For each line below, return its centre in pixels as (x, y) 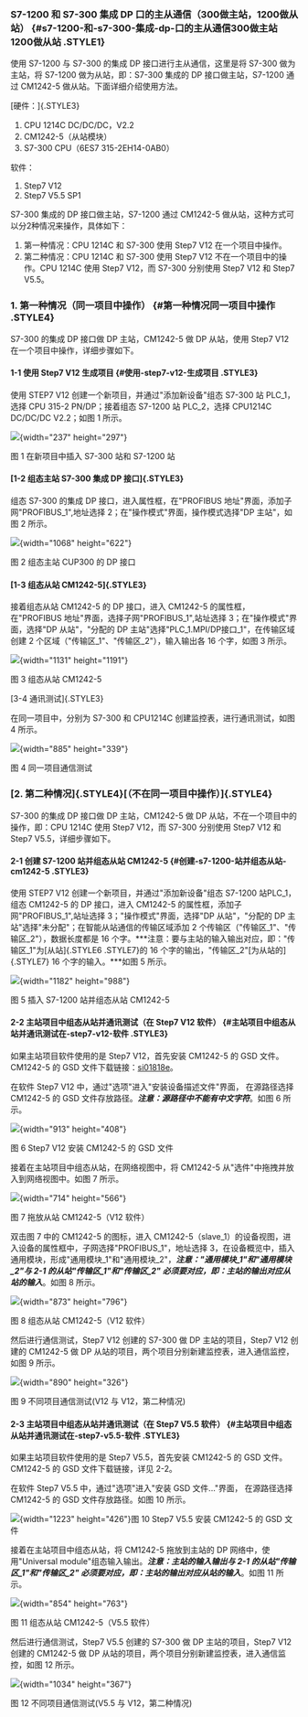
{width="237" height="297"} (74, 437)
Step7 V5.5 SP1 (52, 196)
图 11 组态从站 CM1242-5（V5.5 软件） (83, 1623)
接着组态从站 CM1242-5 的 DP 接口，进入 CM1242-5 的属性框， (130, 606)
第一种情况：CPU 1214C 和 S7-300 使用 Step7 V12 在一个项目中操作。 (155, 245)
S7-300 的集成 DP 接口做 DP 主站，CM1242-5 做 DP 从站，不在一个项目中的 (154, 815)
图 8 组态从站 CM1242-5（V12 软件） (80, 1320)
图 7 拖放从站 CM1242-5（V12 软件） (80, 1217)
